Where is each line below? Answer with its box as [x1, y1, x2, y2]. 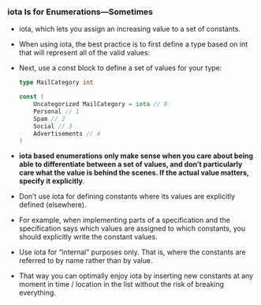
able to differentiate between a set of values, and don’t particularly [18, 160, 243, 169]
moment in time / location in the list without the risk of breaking [18, 280, 225, 289]
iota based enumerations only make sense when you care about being [18, 151, 254, 160]
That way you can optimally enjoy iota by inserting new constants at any [18, 271, 254, 281]
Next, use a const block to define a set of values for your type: [18, 63, 222, 73]
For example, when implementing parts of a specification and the [18, 216, 230, 225]
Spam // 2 [33, 115, 65, 122]
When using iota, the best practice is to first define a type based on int [18, 40, 248, 49]
